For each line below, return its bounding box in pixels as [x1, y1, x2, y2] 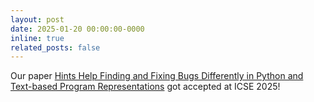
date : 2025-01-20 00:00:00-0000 [10, 24, 145, 34]
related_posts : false [10, 42, 101, 53]
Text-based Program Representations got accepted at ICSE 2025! [10, 81, 281, 93]
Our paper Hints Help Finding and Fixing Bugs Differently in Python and [10, 70, 304, 82]
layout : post [10, 14, 65, 25]
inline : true [10, 33, 65, 43]
